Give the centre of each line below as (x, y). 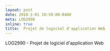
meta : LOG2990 (20, 19)
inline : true (19, 24)
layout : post (19, 10)
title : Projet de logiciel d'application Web (55, 29)
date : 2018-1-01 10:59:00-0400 (38, 15)
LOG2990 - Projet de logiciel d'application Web (54, 43)
